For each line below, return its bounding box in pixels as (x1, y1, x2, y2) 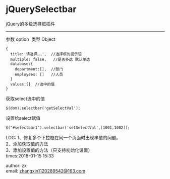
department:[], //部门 (15, 66, 64, 71)
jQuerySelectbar (6, 4, 77, 15)
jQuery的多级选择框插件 (6, 21, 55, 27)
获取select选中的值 (6, 96, 45, 102)
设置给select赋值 (6, 115, 41, 121)
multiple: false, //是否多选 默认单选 (10, 57, 90, 62)
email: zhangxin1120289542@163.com (6, 167, 85, 174)
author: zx (6, 162, 27, 168)
